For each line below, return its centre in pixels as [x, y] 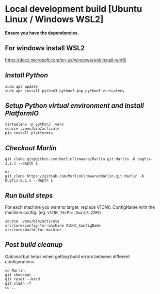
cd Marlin [15, 271]
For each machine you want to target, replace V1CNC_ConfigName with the [80, 207]
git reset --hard [23, 279]
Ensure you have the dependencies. [42, 33]
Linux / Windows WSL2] [54, 19]
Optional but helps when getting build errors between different [67, 256]
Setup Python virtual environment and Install [74, 106]
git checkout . [20, 275]
